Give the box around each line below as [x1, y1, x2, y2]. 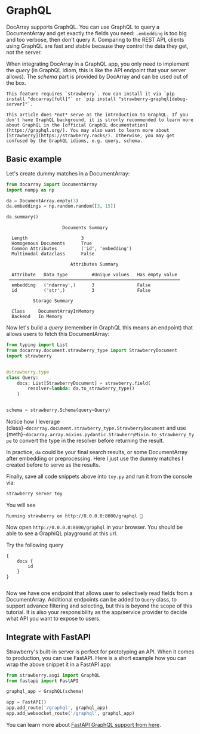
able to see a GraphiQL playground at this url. [6, 529, 118, 537]
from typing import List [6, 342, 68, 348]
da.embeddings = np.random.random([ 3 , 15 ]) [6, 203, 116, 209]
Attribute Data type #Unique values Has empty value [11, 272, 178, 278]
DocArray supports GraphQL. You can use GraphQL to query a [6, 23, 160, 30]
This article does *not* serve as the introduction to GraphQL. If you [6, 112, 188, 118]
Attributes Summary [70, 261, 119, 267]
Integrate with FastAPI [6, 632, 91, 642]
